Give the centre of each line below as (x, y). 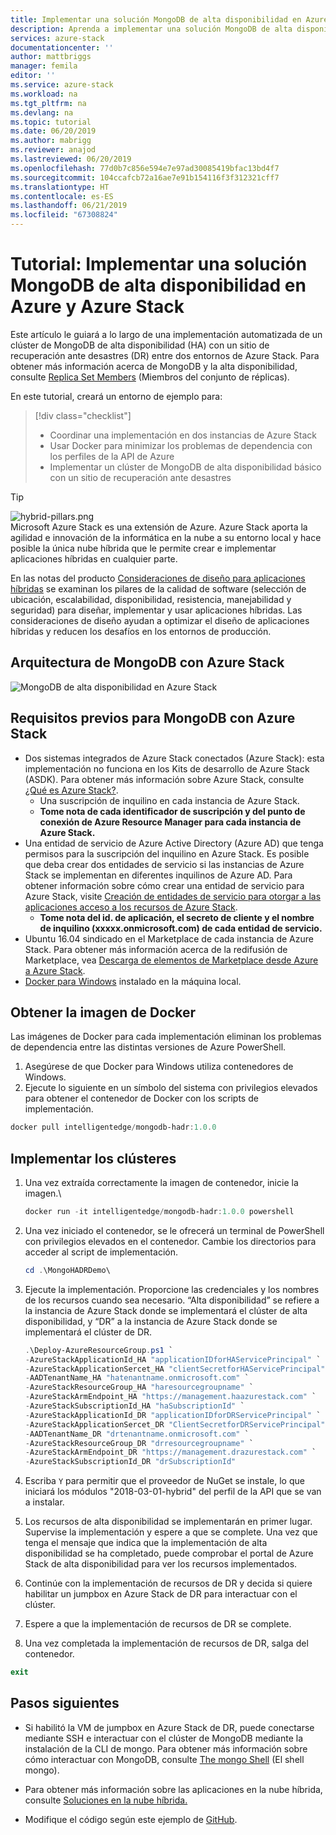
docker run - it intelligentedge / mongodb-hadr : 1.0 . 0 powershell (159, 1212)
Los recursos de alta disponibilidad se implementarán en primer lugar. (168, 1522)
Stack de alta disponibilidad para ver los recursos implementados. (161, 1564)
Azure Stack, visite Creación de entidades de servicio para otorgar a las (173, 896)
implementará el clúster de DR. (88, 1332)
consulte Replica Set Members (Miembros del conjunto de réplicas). (150, 377)
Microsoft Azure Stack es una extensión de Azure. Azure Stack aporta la (159, 527)
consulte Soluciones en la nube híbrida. (106, 1800)
